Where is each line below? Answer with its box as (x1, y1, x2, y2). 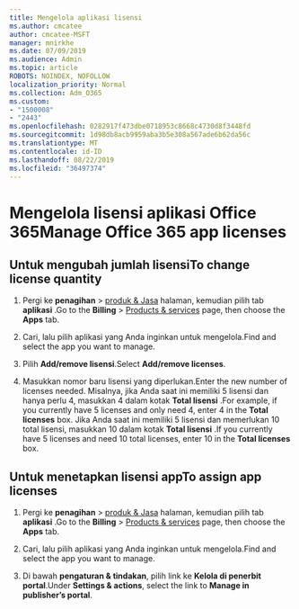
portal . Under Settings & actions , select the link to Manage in (22, 580, 250, 591)
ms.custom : (9, 96, 50, 106)
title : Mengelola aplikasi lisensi (9, 13, 143, 22)
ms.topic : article (9, 64, 78, 73)
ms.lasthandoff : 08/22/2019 (9, 155, 115, 165)
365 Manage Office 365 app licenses (9, 221, 287, 242)
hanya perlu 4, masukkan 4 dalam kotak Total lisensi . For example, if (22, 395, 277, 406)
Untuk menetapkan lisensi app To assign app (9, 469, 262, 484)
